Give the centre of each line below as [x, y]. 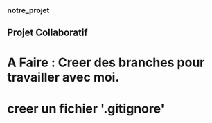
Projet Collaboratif [47, 33]
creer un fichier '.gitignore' [86, 108]
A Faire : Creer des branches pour [106, 63]
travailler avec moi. [63, 77]
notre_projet [28, 10]
